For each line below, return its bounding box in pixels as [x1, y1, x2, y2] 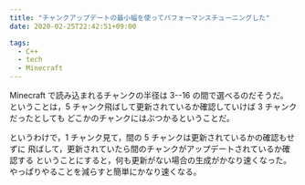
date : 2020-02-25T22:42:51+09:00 [9, 22, 137, 31]
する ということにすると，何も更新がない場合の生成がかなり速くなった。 [16, 155, 292, 165]
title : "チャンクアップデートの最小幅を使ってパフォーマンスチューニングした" [9, 13, 270, 23]
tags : [9, 38, 30, 47]
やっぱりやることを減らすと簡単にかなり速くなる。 [9, 166, 202, 177]
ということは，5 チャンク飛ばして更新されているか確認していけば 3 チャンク [9, 101, 298, 112]
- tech [17, 56, 43, 65]
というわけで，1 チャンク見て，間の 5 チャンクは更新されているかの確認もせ [9, 132, 295, 142]
